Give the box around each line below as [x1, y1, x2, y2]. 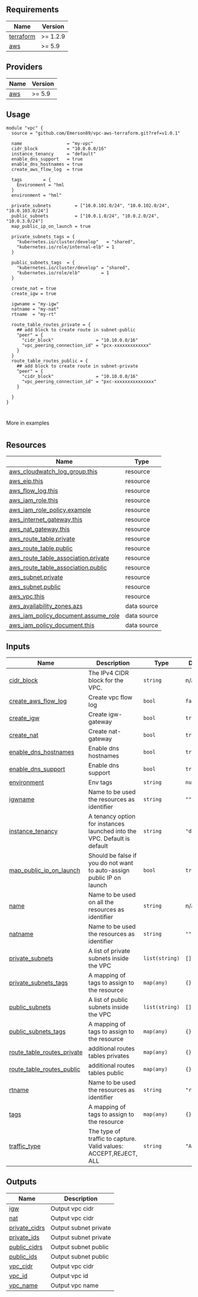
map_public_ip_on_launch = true [11, 224, 91, 229]
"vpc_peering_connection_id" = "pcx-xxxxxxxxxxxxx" [21, 342, 151, 348]
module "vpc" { [6, 125, 44, 131]
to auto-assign [88, 866, 130, 875]
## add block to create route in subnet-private [16, 363, 138, 369]
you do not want [88, 859, 134, 867]
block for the [88, 677, 124, 685]
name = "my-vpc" [11, 141, 94, 147]
